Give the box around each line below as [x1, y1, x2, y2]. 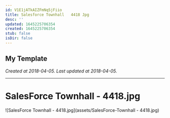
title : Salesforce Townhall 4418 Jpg [5, 12, 90, 17]
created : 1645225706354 [5, 26, 56, 31]
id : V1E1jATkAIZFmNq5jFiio [5, 7, 62, 13]
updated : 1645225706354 [5, 21, 56, 27]
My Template [5, 54, 48, 63]
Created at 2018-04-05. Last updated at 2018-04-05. [5, 68, 117, 74]
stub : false [5, 31, 30, 36]
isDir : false [5, 36, 33, 41]
